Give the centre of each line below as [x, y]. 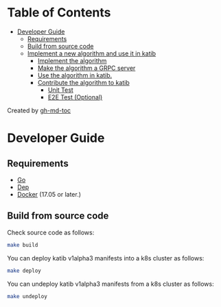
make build [23, 245]
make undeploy [27, 296]
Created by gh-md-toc [39, 110]
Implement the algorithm [72, 60]
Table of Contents [59, 13]
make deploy [24, 271]
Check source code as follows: [51, 232]
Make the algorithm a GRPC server [86, 68]
